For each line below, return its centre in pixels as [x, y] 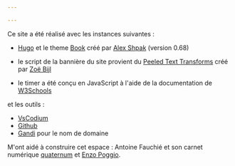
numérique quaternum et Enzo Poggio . [64, 155]
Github [27, 125]
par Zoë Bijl [35, 69]
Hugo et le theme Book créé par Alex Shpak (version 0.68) [103, 48]
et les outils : [26, 104]
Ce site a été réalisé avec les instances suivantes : [81, 33]
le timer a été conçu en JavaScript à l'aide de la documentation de [115, 83]
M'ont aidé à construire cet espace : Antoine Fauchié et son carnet [105, 147]
